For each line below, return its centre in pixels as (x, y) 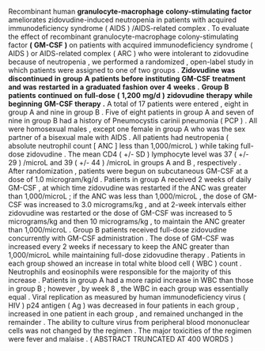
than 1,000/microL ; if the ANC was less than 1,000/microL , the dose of (125, 196)
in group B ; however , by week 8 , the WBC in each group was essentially (129, 289)
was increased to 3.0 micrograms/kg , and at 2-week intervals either (135, 204)
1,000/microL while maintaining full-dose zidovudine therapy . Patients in (127, 255)
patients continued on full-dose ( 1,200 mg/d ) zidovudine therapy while (131, 95)
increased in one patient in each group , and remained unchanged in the (126, 314)
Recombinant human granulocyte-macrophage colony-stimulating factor (130, 11)
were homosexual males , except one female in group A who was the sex (127, 129)
